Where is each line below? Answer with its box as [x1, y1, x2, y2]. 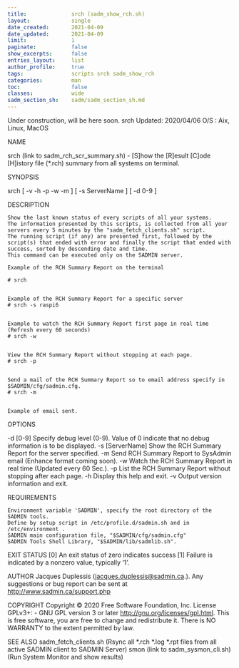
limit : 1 [7, 37, 75, 44]
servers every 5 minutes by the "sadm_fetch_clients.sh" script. [7, 227, 205, 234]
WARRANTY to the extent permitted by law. [7, 624, 134, 632]
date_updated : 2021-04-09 [7, 30, 103, 38]
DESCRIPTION [7, 200, 50, 209]
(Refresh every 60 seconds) [7, 327, 91, 334]
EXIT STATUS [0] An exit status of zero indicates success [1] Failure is [7, 550, 213, 559]
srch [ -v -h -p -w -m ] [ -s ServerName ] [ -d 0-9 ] [7, 187, 157, 195]
